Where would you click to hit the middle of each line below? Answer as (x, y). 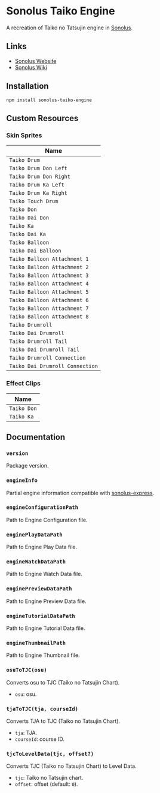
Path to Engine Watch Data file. (44, 574)
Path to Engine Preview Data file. (46, 601)
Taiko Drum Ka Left (37, 185)
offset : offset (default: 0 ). (46, 784)
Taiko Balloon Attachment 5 (49, 292)
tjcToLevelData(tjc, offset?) (50, 754)
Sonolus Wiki (31, 67)
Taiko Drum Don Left (38, 168)
